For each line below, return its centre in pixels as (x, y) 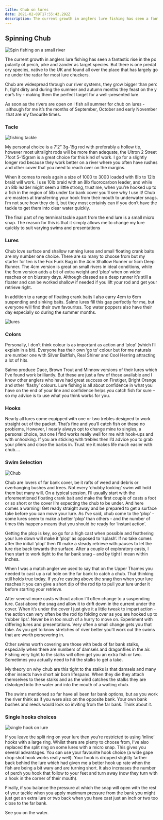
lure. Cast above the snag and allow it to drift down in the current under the (80, 604)
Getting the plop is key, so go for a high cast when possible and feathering (79, 533)
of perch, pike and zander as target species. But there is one (81, 65)
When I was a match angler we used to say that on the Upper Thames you (79, 568)
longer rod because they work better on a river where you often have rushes (81, 162)
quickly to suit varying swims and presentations (53, 228)
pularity (13, 65)
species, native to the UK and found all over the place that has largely (82, 70)
